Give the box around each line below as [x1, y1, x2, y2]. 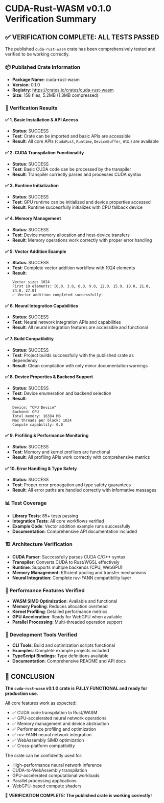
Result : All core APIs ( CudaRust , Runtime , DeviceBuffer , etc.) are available [12, 138, 159, 144]
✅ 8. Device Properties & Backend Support [5, 374, 93, 380]
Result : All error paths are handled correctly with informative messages [12, 487, 157, 493]
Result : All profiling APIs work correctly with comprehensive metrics [12, 454, 150, 460]
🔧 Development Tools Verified [5, 632, 77, 638]
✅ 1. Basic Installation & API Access [5, 116, 78, 123]
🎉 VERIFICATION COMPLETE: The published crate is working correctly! [5, 793, 152, 799]
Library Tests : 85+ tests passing [12, 513, 78, 519]
